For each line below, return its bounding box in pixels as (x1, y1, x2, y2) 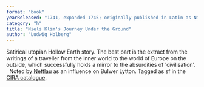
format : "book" (6, 9, 45, 15)
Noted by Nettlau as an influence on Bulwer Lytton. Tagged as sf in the (8, 68, 186, 75)
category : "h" (6, 20, 42, 26)
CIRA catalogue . (6, 74, 47, 82)
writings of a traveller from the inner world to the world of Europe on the (6, 55, 186, 62)
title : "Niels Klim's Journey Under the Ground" (6, 26, 132, 32)
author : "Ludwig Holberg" (6, 32, 72, 38)
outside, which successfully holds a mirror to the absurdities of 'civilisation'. (6, 61, 196, 69)
